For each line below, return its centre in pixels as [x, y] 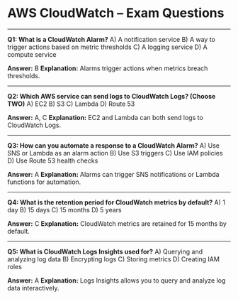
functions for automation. [44, 182]
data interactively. [33, 288]
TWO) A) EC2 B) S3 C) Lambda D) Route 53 [71, 104]
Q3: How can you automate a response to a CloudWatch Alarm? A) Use [114, 145]
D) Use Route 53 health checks [53, 161]
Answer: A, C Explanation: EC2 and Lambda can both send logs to [105, 117]
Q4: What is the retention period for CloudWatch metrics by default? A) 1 [116, 202]
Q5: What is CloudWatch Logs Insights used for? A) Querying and [105, 251]
